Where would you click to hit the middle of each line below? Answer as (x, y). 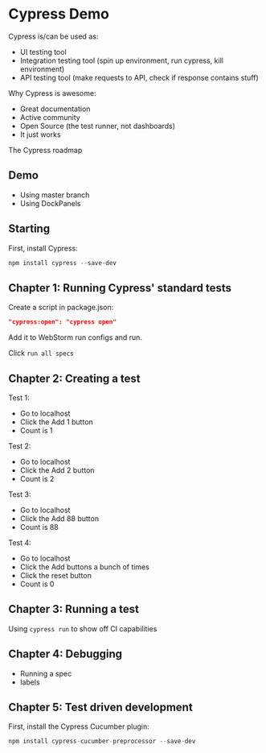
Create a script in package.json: (61, 308)
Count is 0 (37, 584)
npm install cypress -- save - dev (62, 263)
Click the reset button (56, 575)
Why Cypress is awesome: (52, 93)
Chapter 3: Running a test (74, 609)
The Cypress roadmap (45, 150)
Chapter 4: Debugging (65, 654)
